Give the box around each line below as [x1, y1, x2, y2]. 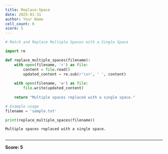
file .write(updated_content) [23, 85, 84, 90]
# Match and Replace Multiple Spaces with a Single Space [5, 39, 128, 45]
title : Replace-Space [5, 7, 50, 12]
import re [5, 48, 26, 53]
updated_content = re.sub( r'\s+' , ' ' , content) [23, 71, 126, 76]
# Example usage [5, 103, 39, 109]
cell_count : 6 [5, 21, 35, 26]
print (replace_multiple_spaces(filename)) [5, 117, 95, 122]
